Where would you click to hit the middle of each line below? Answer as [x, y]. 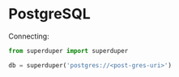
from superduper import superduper [68, 51]
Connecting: [29, 36]
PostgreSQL [49, 14]
